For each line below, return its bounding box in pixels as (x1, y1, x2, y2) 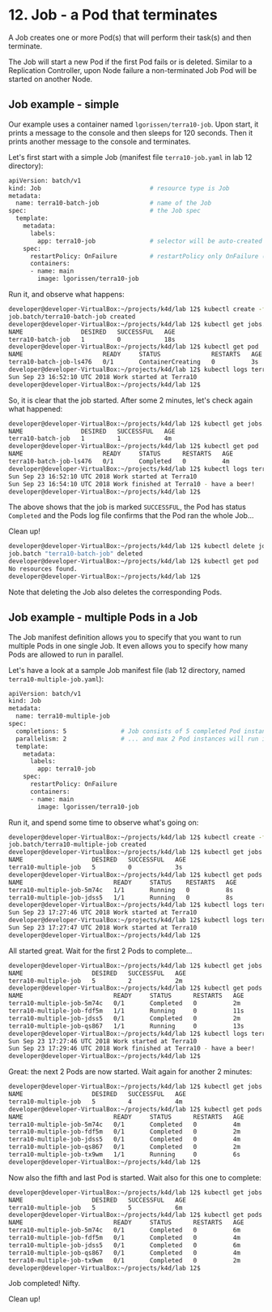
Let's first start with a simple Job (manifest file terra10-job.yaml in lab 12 (8, 152, 253, 162)
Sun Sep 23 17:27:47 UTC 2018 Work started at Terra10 (8, 924, 198, 932)
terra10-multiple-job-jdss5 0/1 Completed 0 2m (8, 1014, 241, 1022)
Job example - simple (8, 97, 120, 111)
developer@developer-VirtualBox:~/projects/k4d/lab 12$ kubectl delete (8, 542, 255, 550)
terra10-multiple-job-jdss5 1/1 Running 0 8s (8, 893, 233, 902)
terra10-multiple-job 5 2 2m (8, 977, 183, 985)
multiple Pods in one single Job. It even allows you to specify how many (8, 641, 249, 650)
